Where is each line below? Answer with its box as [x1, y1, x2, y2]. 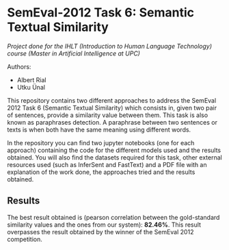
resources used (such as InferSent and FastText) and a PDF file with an [7, 160, 207, 168]
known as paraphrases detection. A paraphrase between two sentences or [7, 118, 217, 126]
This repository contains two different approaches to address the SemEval [7, 96, 217, 104]
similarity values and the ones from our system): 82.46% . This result [7, 221, 202, 229]
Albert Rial [16, 75, 46, 84]
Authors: [7, 62, 31, 71]
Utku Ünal [16, 83, 46, 91]
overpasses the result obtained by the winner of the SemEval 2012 [7, 227, 194, 236]
